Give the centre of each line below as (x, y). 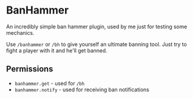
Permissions (30, 69)
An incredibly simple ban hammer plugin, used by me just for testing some (97, 27)
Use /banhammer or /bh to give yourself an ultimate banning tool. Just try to (96, 44)
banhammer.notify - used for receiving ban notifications (82, 90)
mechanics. (20, 32)
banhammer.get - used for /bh (49, 83)
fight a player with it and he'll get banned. (57, 50)
